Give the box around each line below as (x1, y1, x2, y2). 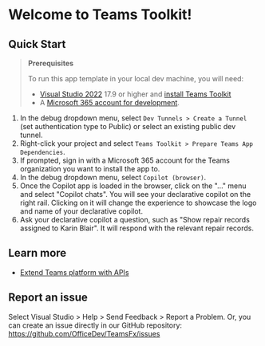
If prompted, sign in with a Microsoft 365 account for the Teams (19, 155, 230, 165)
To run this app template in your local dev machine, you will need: (27, 74, 244, 83)
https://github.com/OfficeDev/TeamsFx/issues (8, 328, 160, 338)
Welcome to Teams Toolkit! (8, 6, 192, 24)
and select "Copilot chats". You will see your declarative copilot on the (19, 190, 251, 199)
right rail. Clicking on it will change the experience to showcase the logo (19, 198, 257, 207)
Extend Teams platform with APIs (19, 267, 129, 277)
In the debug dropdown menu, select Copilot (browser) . (19, 173, 207, 182)
